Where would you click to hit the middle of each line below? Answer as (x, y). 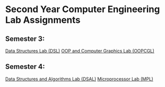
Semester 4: (25, 67)
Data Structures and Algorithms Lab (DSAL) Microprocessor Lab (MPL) (79, 79)
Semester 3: (25, 39)
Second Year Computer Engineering (82, 9)
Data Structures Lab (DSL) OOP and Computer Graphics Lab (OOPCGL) (80, 51)
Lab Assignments (43, 20)
